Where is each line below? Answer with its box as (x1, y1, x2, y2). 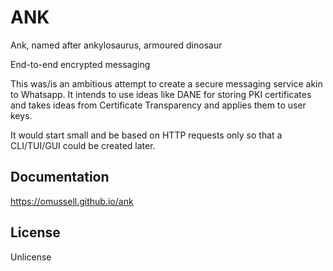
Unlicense (10, 251, 52, 263)
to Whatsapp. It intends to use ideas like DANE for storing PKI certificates (10, 88, 312, 100)
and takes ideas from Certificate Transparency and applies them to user (10, 99, 307, 111)
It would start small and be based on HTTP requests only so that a (10, 129, 283, 141)
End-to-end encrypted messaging (10, 58, 151, 70)
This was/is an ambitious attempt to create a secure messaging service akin (10, 77, 323, 90)
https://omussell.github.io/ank (10, 195, 134, 207)
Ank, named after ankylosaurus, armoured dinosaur (10, 39, 223, 51)
